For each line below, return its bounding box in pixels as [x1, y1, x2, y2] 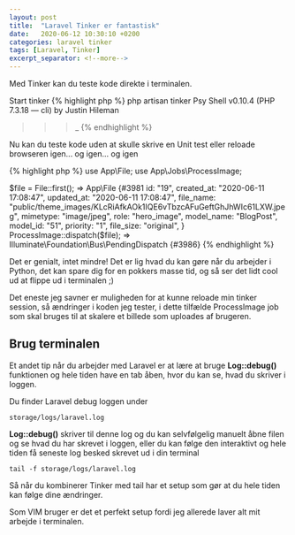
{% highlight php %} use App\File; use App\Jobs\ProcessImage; [9, 165, 243, 176]
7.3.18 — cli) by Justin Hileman [9, 105, 119, 115]
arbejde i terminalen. [9, 516, 85, 526]
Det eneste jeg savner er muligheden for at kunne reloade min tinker [9, 293, 258, 302]
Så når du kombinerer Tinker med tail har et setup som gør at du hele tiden [9, 479, 281, 491]
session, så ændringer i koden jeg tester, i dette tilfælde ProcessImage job [9, 302, 279, 312]
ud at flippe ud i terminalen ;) [9, 275, 115, 286]
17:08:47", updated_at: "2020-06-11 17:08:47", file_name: [9, 192, 216, 203]
